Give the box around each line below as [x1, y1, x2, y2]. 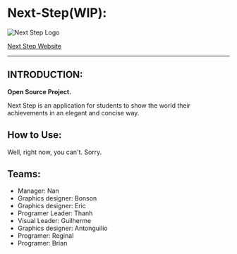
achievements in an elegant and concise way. [7, 108, 140, 117]
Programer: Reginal [17, 231, 74, 240]
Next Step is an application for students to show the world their [7, 101, 191, 110]
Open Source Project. [7, 87, 72, 96]
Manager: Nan [17, 186, 60, 195]
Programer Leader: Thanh [17, 209, 93, 217]
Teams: [7, 167, 41, 180]
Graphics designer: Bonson [17, 194, 97, 203]
